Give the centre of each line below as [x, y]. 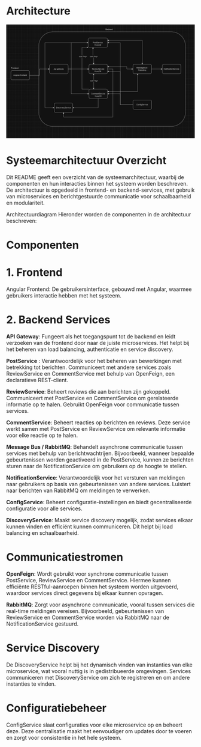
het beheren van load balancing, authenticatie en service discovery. [90, 349]
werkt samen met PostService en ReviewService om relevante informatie [96, 429]
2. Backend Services [58, 320]
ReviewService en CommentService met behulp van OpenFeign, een [91, 374]
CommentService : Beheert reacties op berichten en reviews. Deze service [98, 422]
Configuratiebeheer [56, 708]
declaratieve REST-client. [37, 380]
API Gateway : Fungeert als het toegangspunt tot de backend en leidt [91, 337]
